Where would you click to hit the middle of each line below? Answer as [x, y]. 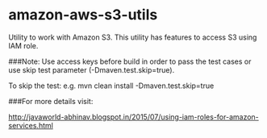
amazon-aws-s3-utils [83, 15]
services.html [31, 125]
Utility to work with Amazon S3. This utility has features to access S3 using [133, 37]
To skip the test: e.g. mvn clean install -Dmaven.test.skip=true [111, 86]
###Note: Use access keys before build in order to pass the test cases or [130, 61]
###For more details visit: [51, 101]
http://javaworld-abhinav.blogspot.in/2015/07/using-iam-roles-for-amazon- [134, 117]
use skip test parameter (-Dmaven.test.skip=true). [92, 69]
